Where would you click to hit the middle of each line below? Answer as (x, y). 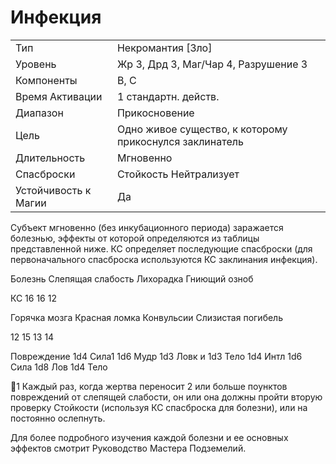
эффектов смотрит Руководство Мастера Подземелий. (128, 448)
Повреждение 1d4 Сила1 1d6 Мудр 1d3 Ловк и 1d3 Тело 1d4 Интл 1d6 (156, 356)
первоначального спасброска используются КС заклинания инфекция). (164, 259)
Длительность (50, 158)
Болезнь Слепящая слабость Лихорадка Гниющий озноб (132, 278)
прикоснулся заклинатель (180, 141)
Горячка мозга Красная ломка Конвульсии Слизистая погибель (146, 317)
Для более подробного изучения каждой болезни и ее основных (149, 437)
